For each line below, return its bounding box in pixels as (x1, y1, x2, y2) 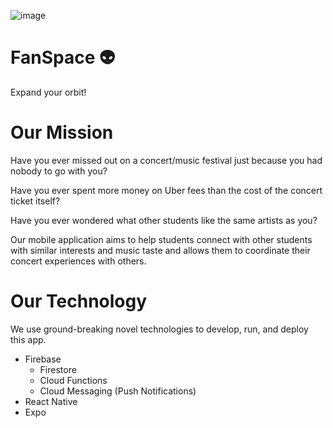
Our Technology (10, 290, 148, 313)
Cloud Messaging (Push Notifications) (39, 385, 197, 397)
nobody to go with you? (10, 165, 108, 177)
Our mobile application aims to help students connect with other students (10, 233, 313, 245)
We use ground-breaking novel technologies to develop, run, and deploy (10, 323, 309, 335)
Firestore (39, 363, 77, 375)
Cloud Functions (39, 374, 108, 386)
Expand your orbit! (10, 86, 87, 98)
